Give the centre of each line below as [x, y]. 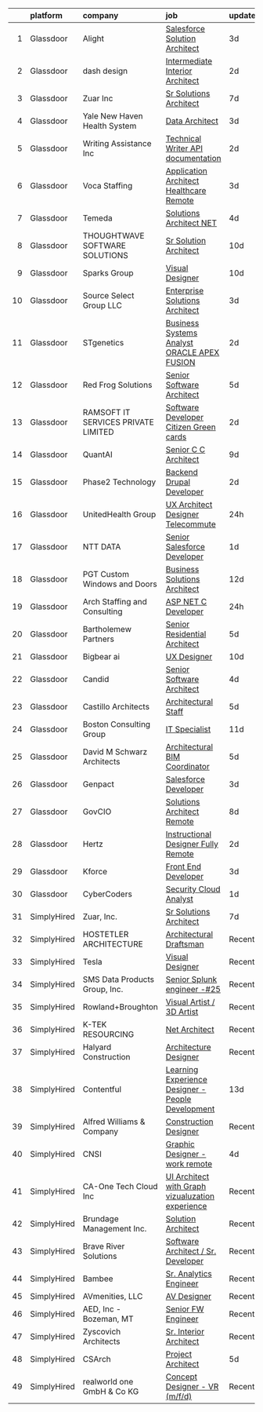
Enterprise [185, 291]
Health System [110, 126]
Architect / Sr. [191, 1251]
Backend [182, 472]
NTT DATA [102, 547]
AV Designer [189, 1296]
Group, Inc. [103, 989]
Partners [99, 639]
